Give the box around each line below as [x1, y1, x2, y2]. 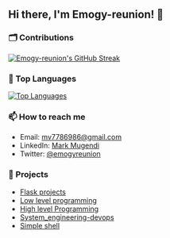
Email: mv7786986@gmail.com [19, 132, 122, 142]
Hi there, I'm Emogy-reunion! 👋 [8, 8, 164, 21]
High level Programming [19, 204, 99, 213]
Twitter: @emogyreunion [19, 149, 101, 159]
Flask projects [19, 187, 66, 197]
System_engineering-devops [19, 212, 114, 222]
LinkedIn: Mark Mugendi [19, 140, 100, 151]
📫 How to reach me [8, 111, 86, 122]
